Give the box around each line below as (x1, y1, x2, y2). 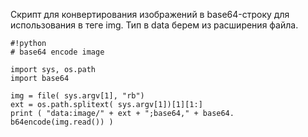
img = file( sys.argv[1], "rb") (10, 91, 145, 101)
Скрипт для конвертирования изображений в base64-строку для (10, 9, 290, 20)
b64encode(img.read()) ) (10, 117, 114, 127)
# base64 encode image (10, 47, 105, 57)
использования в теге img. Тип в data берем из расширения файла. (10, 19, 299, 31)
